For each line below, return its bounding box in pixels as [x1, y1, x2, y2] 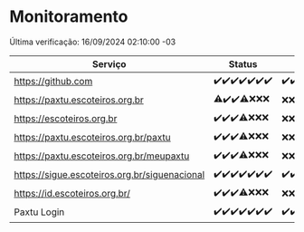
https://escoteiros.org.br [14, 112, 118, 125]
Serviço [91, 57, 127, 70]
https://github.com [14, 75, 93, 88]
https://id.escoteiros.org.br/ [14, 188, 131, 200]
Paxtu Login [14, 206, 65, 218]
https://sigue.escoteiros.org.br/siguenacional [14, 169, 205, 181]
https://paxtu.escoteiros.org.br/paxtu [14, 131, 172, 144]
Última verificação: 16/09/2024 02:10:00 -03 [9, 36, 176, 47]
